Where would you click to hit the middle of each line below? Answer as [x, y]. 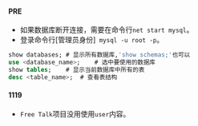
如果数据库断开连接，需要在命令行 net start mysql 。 [107, 30]
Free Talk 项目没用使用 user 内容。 [75, 114]
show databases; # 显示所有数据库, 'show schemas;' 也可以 [99, 55]
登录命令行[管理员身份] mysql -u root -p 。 [92, 40]
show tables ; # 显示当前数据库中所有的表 [77, 69]
